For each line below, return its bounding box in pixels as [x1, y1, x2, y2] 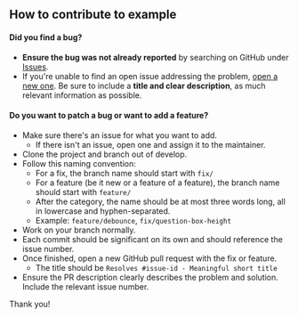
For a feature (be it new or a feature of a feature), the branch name [35, 177, 280, 188]
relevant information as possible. [21, 89, 142, 101]
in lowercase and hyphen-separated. [35, 205, 171, 216]
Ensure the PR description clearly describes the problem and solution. [21, 272, 278, 282]
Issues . [21, 61, 49, 72]
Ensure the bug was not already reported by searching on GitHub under [21, 52, 289, 62]
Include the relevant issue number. [21, 281, 149, 292]
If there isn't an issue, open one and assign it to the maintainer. [35, 139, 266, 150]
